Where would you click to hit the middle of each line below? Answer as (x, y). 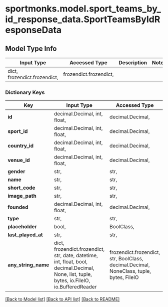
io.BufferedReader (75, 287)
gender (16, 172)
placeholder (22, 227)
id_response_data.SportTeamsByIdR (83, 19)
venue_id (19, 160)
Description (133, 62)
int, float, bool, (71, 262)
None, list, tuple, (73, 274)
